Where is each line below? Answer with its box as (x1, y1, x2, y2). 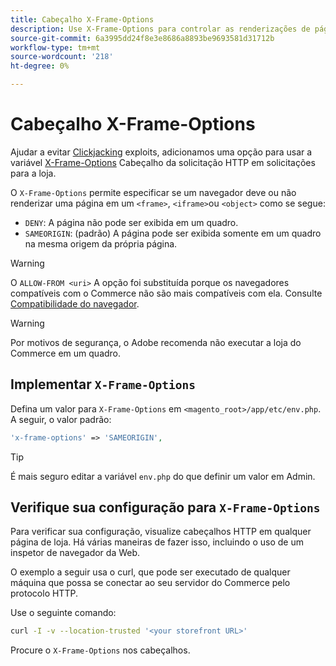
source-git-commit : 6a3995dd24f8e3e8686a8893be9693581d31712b (10, 33, 275, 43)
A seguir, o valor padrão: (10, 413, 112, 425)
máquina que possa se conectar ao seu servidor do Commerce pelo (10, 577, 291, 589)
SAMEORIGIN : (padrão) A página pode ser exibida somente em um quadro (24, 227, 322, 239)
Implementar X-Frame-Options (10, 376, 196, 393)
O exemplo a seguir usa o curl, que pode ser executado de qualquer (10, 566, 291, 578)
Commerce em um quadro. (10, 347, 122, 359)
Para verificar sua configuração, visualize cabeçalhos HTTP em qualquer (10, 526, 312, 538)
